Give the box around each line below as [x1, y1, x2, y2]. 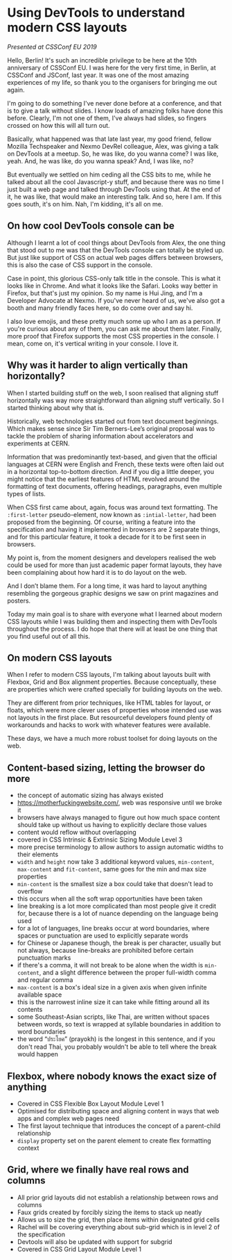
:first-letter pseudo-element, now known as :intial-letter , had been [7, 510, 217, 518]
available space [17, 990, 62, 999]
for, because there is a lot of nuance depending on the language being [17, 909, 219, 918]
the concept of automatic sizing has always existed [17, 791, 164, 800]
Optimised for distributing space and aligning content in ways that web [17, 1107, 220, 1115]
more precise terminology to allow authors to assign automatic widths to [17, 843, 224, 851]
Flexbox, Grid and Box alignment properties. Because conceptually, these [7, 678, 217, 686]
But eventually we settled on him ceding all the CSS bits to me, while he [7, 170, 211, 179]
